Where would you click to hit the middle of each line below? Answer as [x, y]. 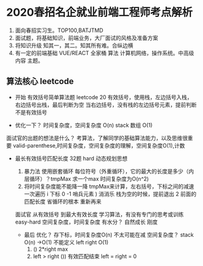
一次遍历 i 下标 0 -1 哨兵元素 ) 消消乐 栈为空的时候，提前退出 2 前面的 [110, 193]
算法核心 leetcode [40, 81]
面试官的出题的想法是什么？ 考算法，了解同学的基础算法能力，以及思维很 [97, 138]
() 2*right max [50, 249]
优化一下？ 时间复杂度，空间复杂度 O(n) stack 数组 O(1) [84, 125]
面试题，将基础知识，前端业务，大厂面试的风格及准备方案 [86, 37]
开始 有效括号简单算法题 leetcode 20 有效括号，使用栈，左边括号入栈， [104, 97]
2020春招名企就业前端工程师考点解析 [100, 12]
